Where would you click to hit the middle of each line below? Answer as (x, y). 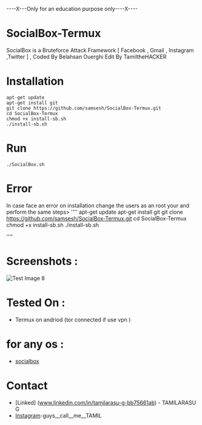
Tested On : (36, 302)
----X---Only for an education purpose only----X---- (72, 9)
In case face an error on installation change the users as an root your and (98, 205)
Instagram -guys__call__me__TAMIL (58, 415)
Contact (27, 385)
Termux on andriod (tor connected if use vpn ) (73, 320)
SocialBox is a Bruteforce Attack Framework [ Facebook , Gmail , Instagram (100, 50)
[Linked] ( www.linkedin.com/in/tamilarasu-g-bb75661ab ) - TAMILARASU (106, 402)
